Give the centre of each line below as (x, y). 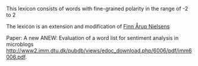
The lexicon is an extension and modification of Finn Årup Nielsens (88, 26)
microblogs (20, 44)
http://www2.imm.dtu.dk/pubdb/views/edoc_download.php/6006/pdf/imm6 (99, 51)
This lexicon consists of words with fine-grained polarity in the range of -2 (97, 9)
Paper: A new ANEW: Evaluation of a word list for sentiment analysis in (92, 38)
